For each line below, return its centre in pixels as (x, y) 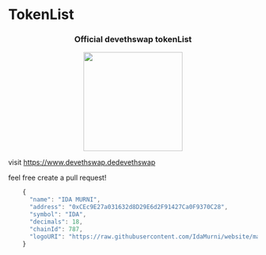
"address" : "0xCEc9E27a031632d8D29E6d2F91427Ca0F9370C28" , (128, 207)
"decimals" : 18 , (56, 222)
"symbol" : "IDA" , (58, 215)
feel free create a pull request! (57, 178)
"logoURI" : (47, 236)
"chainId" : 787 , (56, 229)
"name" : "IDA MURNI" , (65, 200)
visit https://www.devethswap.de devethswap (82, 162)
